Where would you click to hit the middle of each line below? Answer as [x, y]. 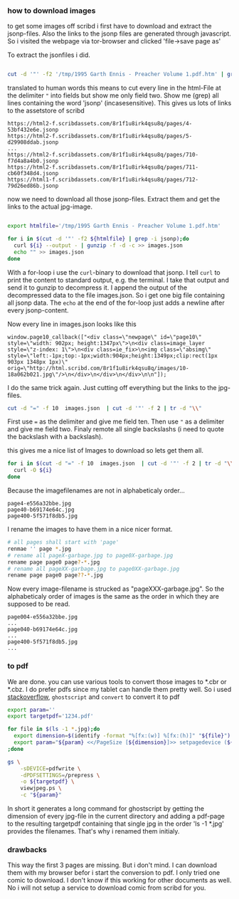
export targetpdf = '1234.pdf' [51, 716]
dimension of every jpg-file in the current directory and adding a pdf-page [116, 816]
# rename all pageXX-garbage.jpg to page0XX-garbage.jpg [94, 569]
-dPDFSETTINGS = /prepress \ [60, 775]
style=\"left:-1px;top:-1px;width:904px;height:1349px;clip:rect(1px [113, 356]
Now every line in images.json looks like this [72, 324]
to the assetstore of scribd [46, 111]
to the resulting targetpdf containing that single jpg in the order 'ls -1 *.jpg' [116, 824]
